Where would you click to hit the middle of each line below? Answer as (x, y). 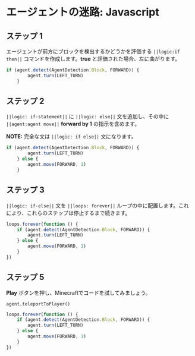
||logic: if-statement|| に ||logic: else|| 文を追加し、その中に (88, 116)
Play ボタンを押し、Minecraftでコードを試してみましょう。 (78, 292)
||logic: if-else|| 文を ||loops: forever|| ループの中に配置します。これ (97, 205)
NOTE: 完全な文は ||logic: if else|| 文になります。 (71, 137)
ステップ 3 (25, 190)
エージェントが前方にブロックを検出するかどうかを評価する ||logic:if (93, 51)
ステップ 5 (25, 277)
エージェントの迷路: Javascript (83, 12)
